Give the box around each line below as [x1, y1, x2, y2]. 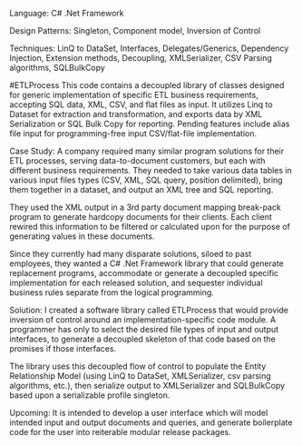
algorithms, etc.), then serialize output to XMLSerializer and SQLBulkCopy [9, 381, 286, 391]
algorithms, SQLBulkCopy [9, 63, 106, 73]
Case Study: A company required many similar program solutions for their [9, 145, 285, 156]
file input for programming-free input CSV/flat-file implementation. [9, 128, 258, 139]
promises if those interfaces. [9, 343, 116, 353]
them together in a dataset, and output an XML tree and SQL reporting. [9, 184, 274, 194]
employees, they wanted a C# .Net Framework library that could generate [9, 258, 284, 269]
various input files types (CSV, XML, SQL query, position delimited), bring [9, 174, 283, 185]
